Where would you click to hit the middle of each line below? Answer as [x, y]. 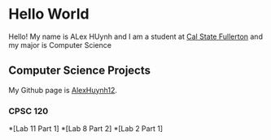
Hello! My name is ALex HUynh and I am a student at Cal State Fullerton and [135, 36]
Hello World [49, 14]
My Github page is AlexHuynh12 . [63, 90]
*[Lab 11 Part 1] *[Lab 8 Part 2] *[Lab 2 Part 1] [86, 129]
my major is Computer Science [60, 45]
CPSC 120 [28, 111]
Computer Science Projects [80, 71]
